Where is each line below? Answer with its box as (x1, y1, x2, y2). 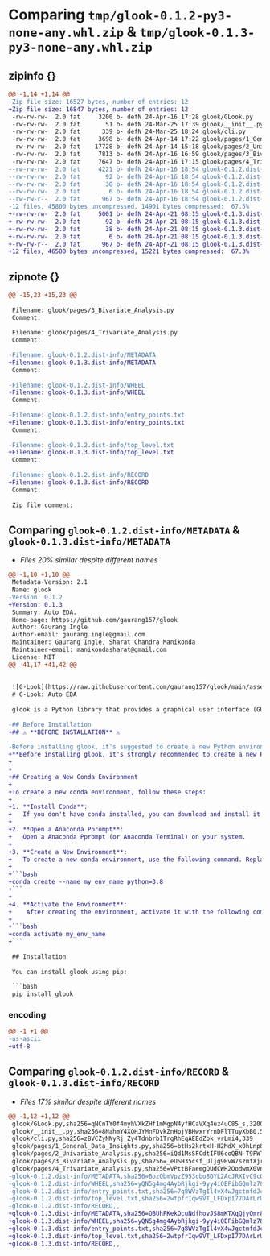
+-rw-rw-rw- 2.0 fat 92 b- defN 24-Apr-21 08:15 (8, 218, 199, 226)
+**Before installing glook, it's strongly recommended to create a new (8, 751, 257, 759)
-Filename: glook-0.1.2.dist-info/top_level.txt (8, 441, 174, 449)
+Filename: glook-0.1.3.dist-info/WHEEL (8, 388, 146, 396)
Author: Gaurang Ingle (11, 623, 88, 632)
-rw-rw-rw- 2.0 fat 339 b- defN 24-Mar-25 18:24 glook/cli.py (11, 127, 247, 136)
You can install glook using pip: (11, 968, 128, 976)
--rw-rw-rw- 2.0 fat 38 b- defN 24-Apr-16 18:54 (8, 180, 199, 189)
